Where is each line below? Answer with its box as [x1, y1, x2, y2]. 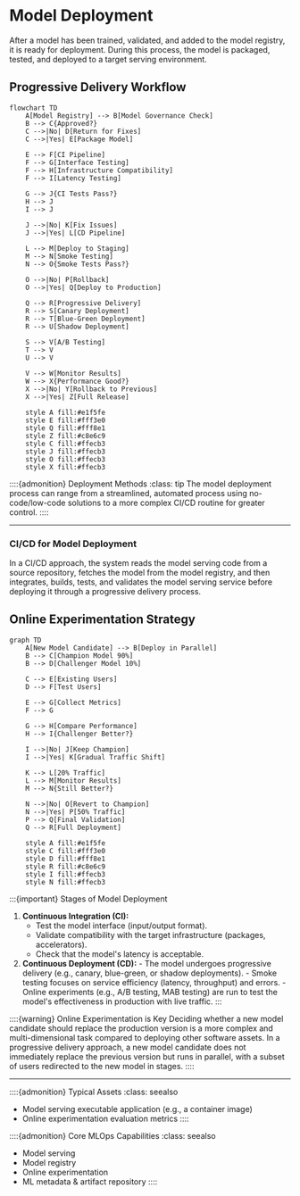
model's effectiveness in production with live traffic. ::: [21, 996, 222, 1007]
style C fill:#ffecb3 [25, 439, 105, 448]
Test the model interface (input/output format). [35, 920, 208, 931]
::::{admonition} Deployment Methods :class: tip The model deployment [9, 478, 272, 489]
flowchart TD [9, 104, 58, 112]
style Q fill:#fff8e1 [25, 423, 105, 433]
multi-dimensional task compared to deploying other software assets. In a [9, 1032, 280, 1042]
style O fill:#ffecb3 [25, 454, 105, 464]
